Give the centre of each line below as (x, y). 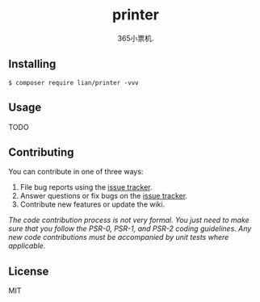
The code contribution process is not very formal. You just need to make (129, 220)
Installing (32, 64)
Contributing (41, 152)
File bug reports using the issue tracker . (86, 187)
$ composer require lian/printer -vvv (73, 82)
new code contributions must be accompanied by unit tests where (119, 237)
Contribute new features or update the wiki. (92, 204)
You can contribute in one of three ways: (76, 172)
